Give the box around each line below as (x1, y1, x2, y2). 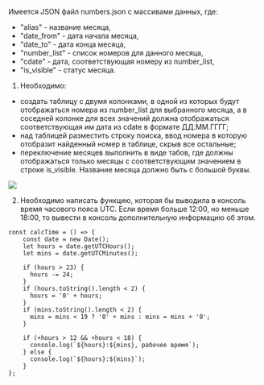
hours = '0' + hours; (29, 292, 103, 300)
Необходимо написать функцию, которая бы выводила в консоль (19, 196, 246, 205)
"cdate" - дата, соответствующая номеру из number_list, (19, 56, 215, 66)
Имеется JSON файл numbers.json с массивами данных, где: (8, 7, 219, 16)
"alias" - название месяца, (19, 23, 111, 31)
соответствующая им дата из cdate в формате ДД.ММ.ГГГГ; (19, 122, 229, 131)
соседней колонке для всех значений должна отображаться (19, 114, 229, 123)
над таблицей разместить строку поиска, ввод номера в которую (19, 130, 248, 140)
